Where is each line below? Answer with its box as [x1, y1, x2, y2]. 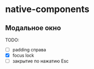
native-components [5, 4, 89, 15]
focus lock [12, 52, 34, 58]
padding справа [12, 47, 46, 52]
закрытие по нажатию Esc [12, 58, 69, 64]
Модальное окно [5, 24, 61, 32]
